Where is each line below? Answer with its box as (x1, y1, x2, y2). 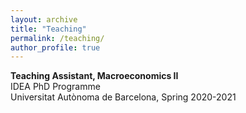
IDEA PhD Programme (10, 81, 101, 93)
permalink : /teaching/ (10, 33, 105, 43)
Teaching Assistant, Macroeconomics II (10, 70, 179, 82)
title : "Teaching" (10, 24, 87, 34)
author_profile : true (10, 42, 101, 53)
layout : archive (10, 14, 78, 25)
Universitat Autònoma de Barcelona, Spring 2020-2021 (10, 91, 237, 103)
